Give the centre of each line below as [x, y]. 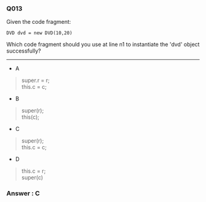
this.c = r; [33, 171]
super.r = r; [36, 80]
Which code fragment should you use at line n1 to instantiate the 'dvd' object [103, 45]
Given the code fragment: [39, 22]
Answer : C [23, 193]
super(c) [32, 178]
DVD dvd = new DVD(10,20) [39, 33]
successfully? [24, 51]
